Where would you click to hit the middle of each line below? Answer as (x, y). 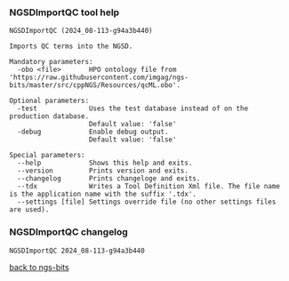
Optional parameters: (49, 101)
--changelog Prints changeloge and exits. (109, 179)
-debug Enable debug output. (93, 132)
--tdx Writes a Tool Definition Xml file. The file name (149, 187)
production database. (49, 116)
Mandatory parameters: (51, 62)
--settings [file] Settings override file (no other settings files (147, 202)
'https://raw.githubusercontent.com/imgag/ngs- (99, 77)
